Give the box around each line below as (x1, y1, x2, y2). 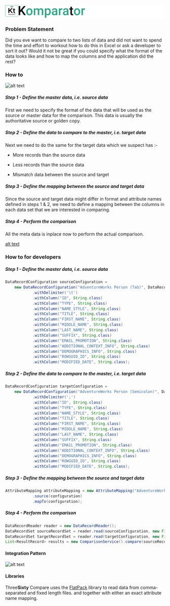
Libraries (5, 573, 24, 579)
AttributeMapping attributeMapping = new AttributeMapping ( (5, 489, 135, 494)
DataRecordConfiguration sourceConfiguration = (5, 279, 108, 285)
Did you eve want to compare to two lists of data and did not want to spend (5, 37, 162, 43)
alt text (5, 241, 20, 247)
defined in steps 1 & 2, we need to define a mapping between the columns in (5, 201, 164, 208)
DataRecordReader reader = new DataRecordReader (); (5, 523, 116, 529)
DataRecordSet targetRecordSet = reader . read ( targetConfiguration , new (5, 534, 159, 539)
